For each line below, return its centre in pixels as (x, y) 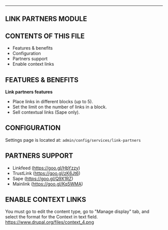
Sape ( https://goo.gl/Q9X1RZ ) (43, 178)
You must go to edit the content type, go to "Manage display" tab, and (77, 211)
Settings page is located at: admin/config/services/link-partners (73, 140)
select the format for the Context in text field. (51, 217)
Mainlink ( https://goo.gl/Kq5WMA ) (48, 184)
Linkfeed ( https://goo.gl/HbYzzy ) (46, 168)
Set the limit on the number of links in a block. (59, 107)
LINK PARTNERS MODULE (46, 19)
